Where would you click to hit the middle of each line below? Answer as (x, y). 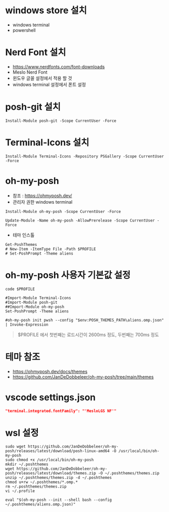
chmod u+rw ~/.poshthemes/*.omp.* (42, 482)
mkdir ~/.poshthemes (27, 465)
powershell (24, 30)
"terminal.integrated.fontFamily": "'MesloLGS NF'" (61, 411)
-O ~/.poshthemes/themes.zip (129, 473)
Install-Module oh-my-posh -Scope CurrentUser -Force (63, 211)
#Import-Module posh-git (31, 302)
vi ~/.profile (20, 491)
